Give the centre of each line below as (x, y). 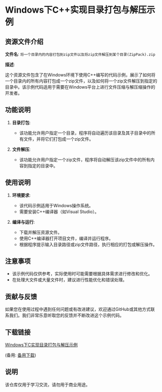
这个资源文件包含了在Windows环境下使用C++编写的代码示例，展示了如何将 (80, 75)
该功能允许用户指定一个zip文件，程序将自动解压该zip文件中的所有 (85, 160)
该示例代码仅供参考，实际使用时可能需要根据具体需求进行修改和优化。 (82, 274)
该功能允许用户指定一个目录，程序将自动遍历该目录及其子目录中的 (85, 133)
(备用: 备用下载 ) (21, 355)
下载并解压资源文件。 (40, 232)
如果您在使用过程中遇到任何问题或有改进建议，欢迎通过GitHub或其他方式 (78, 309)
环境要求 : (21, 195)
